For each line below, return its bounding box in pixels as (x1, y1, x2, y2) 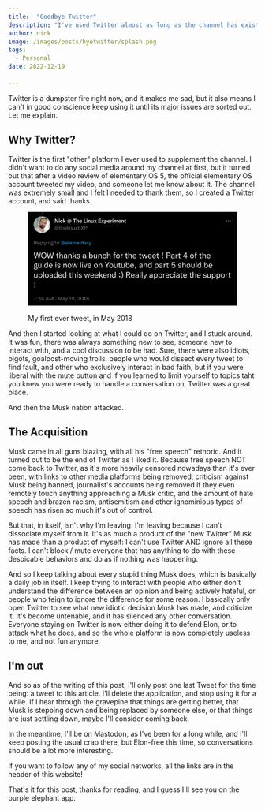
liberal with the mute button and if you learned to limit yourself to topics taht (8, 371, 255, 380)
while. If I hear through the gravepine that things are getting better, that (8, 696, 239, 706)
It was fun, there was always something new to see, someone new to (8, 337, 233, 346)
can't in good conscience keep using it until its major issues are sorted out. (8, 102, 252, 111)
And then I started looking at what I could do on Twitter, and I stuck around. (8, 328, 253, 338)
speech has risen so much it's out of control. (8, 505, 154, 514)
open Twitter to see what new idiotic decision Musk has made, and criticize (8, 603, 252, 612)
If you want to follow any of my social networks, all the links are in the (8, 761, 234, 771)
